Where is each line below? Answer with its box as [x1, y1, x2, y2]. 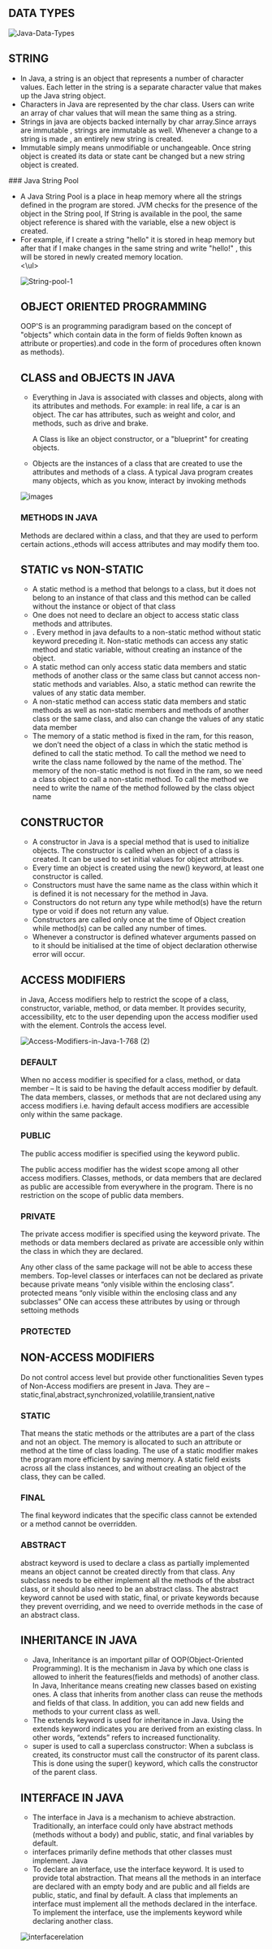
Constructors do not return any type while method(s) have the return [32, 898, 262, 907]
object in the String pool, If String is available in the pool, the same [19, 208, 242, 218]
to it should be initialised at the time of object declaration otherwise [32, 941, 258, 950]
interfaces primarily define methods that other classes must [32, 1847, 233, 1857]
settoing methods [19, 1305, 80, 1315]
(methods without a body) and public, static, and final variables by [32, 1830, 254, 1840]
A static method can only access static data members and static [32, 662, 248, 672]
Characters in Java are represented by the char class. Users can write [19, 99, 255, 109]
